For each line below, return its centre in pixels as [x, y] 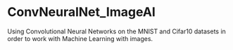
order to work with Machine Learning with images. [80, 38]
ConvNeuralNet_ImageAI [82, 12]
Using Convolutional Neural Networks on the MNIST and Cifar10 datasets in [117, 31]
